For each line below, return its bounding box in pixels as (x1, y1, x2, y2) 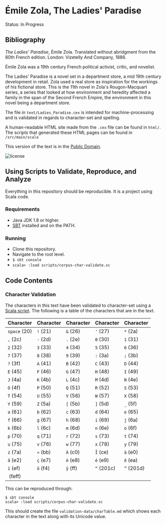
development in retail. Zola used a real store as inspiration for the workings (5, 78, 158, 84)
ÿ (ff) (66, 465, 78, 471)
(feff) (9, 472, 21, 479)
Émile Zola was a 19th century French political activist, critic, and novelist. (5, 63, 156, 69)
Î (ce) (95, 449, 109, 456)
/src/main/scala (5, 134, 39, 140)
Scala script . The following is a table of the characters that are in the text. (5, 307, 155, 313)
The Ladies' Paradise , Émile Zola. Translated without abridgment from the (5, 49, 156, 55)
